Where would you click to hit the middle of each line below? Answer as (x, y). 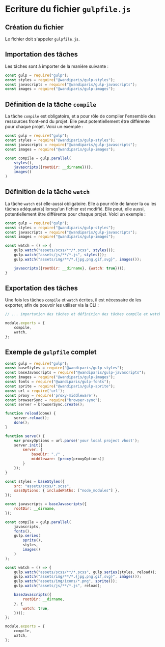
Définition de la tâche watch (47, 192)
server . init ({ (28, 445)
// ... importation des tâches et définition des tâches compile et (77, 314)
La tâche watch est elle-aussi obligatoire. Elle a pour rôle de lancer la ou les (81, 204)
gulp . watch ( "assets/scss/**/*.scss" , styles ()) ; (65, 250)
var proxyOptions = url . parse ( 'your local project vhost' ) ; (77, 441)
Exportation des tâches (41, 288)
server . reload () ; (32, 418)
